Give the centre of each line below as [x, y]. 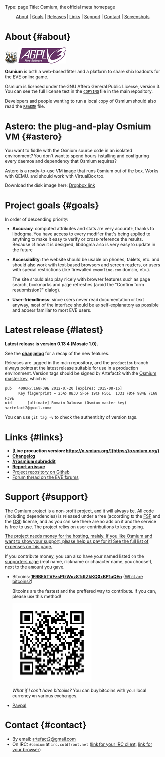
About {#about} [38, 37]
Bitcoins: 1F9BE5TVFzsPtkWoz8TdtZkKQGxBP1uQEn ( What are [78, 576]
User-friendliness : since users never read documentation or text [78, 299]
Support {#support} [47, 497]
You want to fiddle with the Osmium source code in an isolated [68, 150]
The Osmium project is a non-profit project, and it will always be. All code [80, 511]
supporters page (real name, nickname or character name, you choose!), [79, 561]
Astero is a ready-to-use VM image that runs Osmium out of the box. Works [82, 171]
